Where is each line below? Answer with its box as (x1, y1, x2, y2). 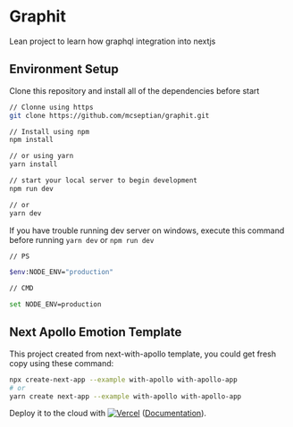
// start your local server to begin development (9, 176, 198, 185)
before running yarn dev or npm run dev (9, 234, 155, 245)
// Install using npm (9, 127, 90, 136)
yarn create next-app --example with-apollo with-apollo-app (9, 391, 242, 401)
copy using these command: (9, 357, 114, 368)
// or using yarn (9, 152, 74, 161)
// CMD (9, 284, 34, 293)
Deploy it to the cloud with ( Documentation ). (9, 408, 207, 419)
